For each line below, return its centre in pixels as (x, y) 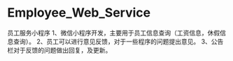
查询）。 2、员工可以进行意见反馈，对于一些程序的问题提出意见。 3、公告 (118, 41)
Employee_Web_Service (79, 13)
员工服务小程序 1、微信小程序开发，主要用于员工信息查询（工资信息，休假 (114, 33)
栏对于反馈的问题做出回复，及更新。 (59, 50)
